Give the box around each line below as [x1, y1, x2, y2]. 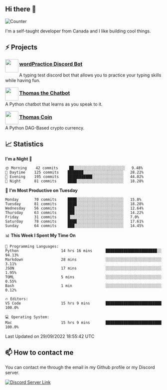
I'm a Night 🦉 [5, 155, 32, 161]
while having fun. [5, 77, 41, 83]
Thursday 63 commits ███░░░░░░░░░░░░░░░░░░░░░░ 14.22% [5, 210, 144, 215]
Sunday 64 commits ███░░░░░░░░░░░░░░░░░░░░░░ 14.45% [5, 223, 144, 228]
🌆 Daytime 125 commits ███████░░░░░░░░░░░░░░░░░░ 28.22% [5, 169, 144, 175]
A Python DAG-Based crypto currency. [5, 125, 85, 131]
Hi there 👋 [5, 5, 36, 13]
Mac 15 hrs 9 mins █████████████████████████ [5, 320, 162, 325]
